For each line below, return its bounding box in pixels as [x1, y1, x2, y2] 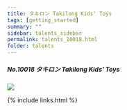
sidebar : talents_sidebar [7, 29, 82, 37]
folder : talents [7, 42, 54, 49]
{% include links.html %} [7, 95, 78, 104]
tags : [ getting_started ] [7, 17, 79, 24]
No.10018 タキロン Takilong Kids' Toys [7, 65, 120, 73]
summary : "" [7, 23, 42, 30]
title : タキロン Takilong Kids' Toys [7, 10, 112, 17]
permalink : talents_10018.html [7, 36, 98, 43]
